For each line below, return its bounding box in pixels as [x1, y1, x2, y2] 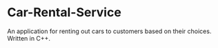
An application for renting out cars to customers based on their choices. [7, 27, 212, 35]
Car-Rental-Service [7, 5, 122, 20]
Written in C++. [7, 34, 50, 42]
